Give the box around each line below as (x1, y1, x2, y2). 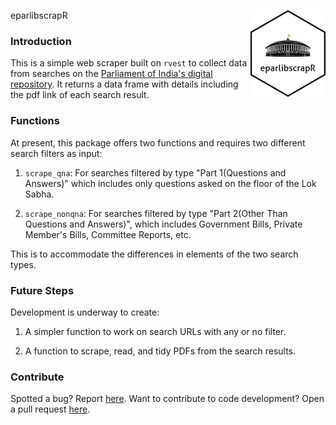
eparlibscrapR (10, 10, 68, 21)
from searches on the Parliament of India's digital (10, 68, 213, 80)
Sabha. (24, 188, 55, 200)
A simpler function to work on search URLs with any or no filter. (24, 325, 287, 337)
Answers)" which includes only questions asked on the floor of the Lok (24, 177, 317, 189)
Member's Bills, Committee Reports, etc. (24, 228, 192, 240)
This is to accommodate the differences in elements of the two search (10, 248, 299, 260)
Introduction (10, 34, 72, 48)
